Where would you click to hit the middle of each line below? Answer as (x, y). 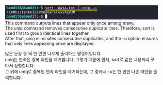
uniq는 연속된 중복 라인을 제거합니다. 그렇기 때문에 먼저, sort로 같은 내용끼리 (77, 59)
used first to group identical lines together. (47, 33)
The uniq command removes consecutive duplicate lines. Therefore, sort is (80, 28)
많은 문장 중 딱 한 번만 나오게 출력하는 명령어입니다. (53, 53)
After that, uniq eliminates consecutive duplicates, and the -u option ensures (81, 38)
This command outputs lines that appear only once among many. (70, 23)
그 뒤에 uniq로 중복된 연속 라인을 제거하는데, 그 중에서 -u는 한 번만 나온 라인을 (79, 71)
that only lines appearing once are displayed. (50, 43)
